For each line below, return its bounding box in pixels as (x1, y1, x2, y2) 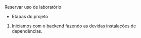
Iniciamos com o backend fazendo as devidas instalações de (11, 23, 137, 29)
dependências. (11, 28, 43, 34)
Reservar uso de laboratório (4, 4, 61, 10)
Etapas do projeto (11, 14, 48, 19)
